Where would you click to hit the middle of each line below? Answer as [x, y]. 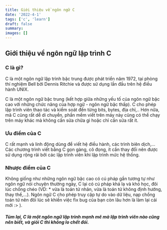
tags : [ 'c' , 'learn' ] [28, 19]
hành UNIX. [17, 89]
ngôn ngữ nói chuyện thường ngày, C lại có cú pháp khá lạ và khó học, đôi [81, 184]
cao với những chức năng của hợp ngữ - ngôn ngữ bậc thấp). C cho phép [81, 104]
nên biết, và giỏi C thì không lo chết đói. [47, 222]
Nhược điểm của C [28, 167]
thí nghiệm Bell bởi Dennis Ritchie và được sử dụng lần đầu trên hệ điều [79, 84]
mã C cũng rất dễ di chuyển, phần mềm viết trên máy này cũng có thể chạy [83, 115]
